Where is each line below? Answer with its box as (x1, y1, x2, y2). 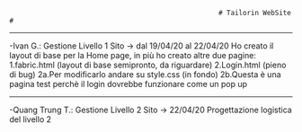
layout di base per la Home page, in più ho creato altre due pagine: (9, 50, 256, 60)
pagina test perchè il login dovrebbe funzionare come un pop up (9, 79, 248, 89)
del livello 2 (9, 114, 52, 125)
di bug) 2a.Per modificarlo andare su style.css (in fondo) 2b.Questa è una (9, 69, 281, 80)
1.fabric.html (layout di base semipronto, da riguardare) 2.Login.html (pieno (9, 59, 287, 70)
